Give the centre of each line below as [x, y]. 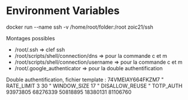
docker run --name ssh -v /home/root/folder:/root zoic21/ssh [80, 27]
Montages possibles [31, 38]
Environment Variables [63, 11]
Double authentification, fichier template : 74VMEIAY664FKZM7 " [85, 80]
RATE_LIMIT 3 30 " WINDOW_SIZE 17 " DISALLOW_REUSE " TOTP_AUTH [94, 85]
